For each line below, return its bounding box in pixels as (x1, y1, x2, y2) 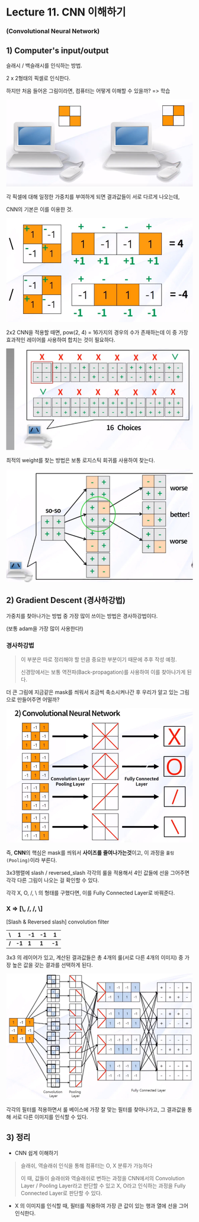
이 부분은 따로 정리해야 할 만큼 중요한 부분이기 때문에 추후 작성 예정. (20, 656, 177, 663)
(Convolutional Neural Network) (6, 27, 100, 36)
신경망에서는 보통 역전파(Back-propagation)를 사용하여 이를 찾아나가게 (20, 668, 186, 676)
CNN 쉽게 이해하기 (14, 1149, 59, 1157)
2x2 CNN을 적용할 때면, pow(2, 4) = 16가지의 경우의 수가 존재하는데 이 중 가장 (6, 328, 188, 336)
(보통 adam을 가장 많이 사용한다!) (6, 625, 84, 632)
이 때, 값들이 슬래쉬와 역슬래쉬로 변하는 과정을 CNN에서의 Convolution (20, 1174, 185, 1182)
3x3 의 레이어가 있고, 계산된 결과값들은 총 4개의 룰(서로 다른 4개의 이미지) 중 (6, 954, 184, 961)
